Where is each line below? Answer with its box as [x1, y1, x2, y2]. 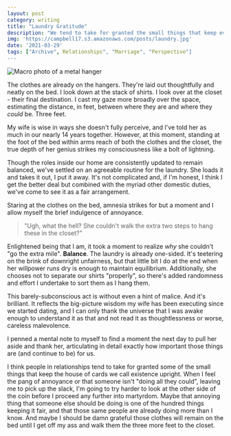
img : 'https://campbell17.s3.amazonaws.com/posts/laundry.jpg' [7, 36, 192, 43]
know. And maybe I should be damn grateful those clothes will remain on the [7, 413, 224, 422]
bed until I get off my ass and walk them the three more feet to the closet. [7, 421, 215, 429]
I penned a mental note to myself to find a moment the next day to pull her [7, 334, 217, 342]
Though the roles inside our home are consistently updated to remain [7, 158, 203, 166]
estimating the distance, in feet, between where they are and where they [7, 102, 213, 111]
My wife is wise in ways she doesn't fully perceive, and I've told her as [7, 123, 207, 131]
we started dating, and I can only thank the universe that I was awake [7, 307, 203, 315]
